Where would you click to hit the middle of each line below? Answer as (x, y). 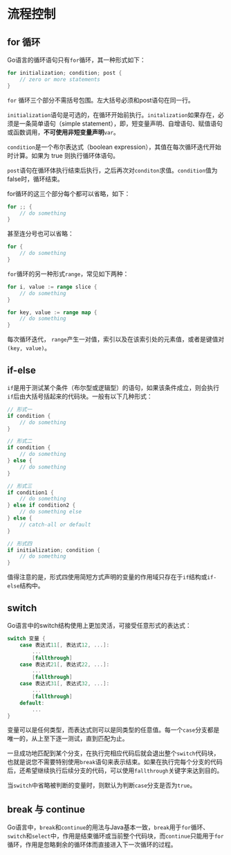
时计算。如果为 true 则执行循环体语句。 (63, 155)
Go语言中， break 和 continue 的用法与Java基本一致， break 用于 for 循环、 (108, 827)
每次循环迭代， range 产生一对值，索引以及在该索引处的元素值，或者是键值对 (116, 340)
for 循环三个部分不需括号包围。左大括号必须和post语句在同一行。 (101, 100)
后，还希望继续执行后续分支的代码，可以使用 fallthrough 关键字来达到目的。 (115, 770)
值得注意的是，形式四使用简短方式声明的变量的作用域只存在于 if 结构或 (107, 577)
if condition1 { (30, 493)
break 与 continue (46, 809)
